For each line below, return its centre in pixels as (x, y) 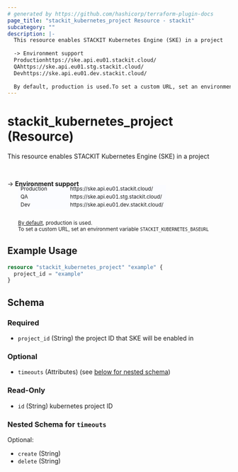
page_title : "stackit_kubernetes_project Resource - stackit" (101, 21)
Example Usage (42, 251)
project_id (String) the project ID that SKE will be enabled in (106, 339)
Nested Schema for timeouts (57, 424)
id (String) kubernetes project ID (65, 406)
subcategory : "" (31, 27)
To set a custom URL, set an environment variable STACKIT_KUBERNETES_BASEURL (113, 229)
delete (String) (39, 461)
